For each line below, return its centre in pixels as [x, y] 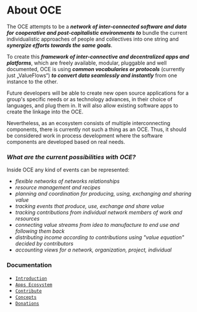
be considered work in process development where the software [85, 135]
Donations [27, 303]
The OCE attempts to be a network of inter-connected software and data [97, 26]
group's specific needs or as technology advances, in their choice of [90, 99]
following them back [40, 231]
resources [27, 219]
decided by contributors [44, 244]
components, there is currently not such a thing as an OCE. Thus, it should [96, 129]
